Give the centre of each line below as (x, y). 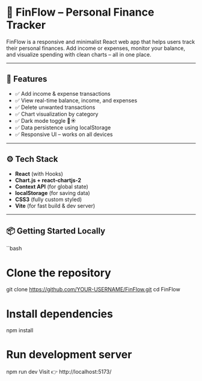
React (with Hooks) (39, 173)
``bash (14, 249)
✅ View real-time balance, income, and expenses (76, 100)
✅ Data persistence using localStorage (63, 127)
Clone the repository (59, 273)
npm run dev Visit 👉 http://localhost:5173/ (59, 372)
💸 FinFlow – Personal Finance (80, 12)
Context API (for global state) (51, 187)
